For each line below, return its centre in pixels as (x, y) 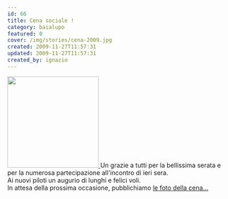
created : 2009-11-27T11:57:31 (52, 47)
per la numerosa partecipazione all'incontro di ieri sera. (88, 172)
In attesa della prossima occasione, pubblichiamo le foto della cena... (108, 188)
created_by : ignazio (38, 60)
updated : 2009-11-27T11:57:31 (52, 54)
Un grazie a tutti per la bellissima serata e (161, 165)
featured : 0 (25, 34)
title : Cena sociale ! (41, 21)
